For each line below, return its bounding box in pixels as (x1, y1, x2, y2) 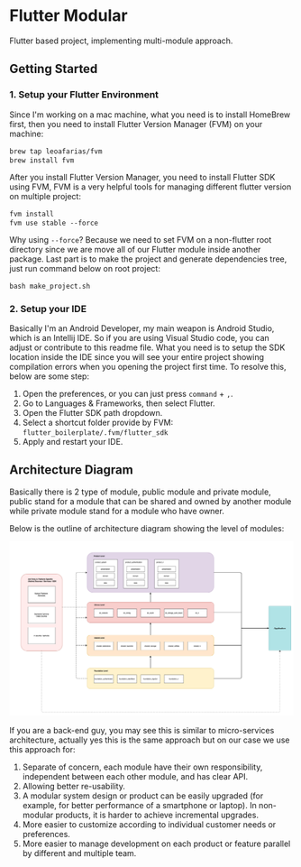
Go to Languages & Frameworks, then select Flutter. (22, 398, 215, 409)
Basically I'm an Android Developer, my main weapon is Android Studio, (9, 322, 275, 334)
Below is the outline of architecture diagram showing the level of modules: (9, 522, 285, 533)
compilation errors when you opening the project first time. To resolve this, (9, 361, 287, 372)
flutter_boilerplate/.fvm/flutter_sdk (22, 428, 169, 438)
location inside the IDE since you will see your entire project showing (9, 351, 264, 362)
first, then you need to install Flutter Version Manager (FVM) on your (9, 118, 263, 129)
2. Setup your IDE (9, 302, 87, 315)
